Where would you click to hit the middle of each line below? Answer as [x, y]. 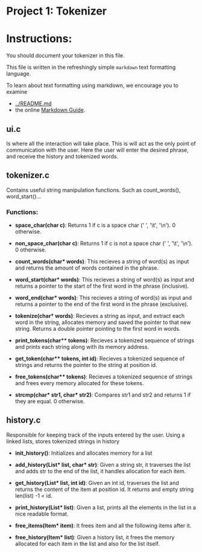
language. [19, 74]
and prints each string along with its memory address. [82, 347]
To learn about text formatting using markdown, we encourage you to [93, 85]
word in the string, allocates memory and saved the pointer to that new [103, 322]
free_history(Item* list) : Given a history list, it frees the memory [95, 537]
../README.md [33, 103]
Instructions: [39, 39]
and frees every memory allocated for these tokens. [79, 383]
